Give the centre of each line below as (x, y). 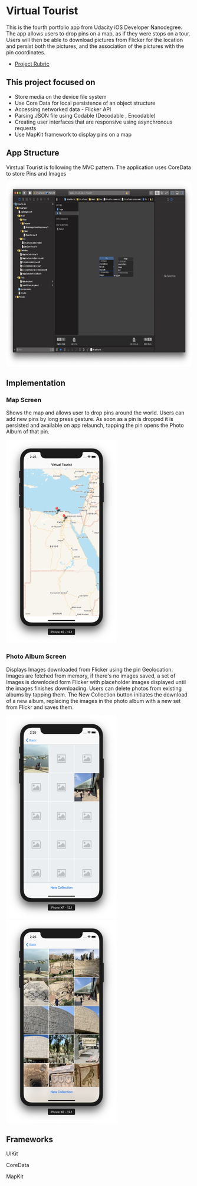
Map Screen (24, 400)
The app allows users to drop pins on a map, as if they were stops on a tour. (98, 33)
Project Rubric (32, 64)
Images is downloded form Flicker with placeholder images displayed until (96, 682)
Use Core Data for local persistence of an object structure (85, 103)
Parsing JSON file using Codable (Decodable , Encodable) (85, 115)
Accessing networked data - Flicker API (63, 109)
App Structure (33, 153)
